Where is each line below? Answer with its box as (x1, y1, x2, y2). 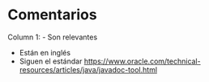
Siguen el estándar (19, 56, 83, 66)
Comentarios (7, 6, 98, 24)
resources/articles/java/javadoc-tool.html (19, 64, 158, 74)
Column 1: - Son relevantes (7, 32, 98, 42)
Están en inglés (19, 47, 70, 57)
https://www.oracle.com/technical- (83, 56, 201, 66)
